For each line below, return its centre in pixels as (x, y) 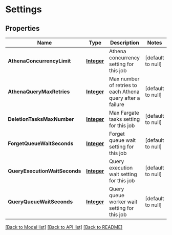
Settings (24, 9)
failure (117, 104)
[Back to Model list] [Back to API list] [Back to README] (64, 227)
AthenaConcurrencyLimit (39, 61)
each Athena (124, 92)
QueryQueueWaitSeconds (40, 202)
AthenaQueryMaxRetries (39, 92)
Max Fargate (124, 113)
